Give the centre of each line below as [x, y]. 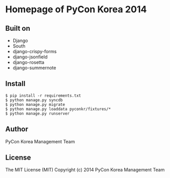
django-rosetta [28, 62]
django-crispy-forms [35, 51]
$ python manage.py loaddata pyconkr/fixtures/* [58, 109]
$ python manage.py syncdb [34, 100]
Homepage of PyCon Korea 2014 [76, 9]
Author [17, 129]
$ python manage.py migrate [35, 104]
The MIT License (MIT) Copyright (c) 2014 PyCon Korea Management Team [85, 170]
